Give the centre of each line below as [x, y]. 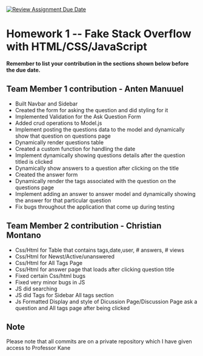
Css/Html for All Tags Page [49, 263]
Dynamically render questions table [59, 142]
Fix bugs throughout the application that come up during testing [95, 207]
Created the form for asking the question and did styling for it [92, 110]
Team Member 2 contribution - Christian [84, 226]
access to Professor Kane [38, 348]
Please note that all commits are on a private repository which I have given [99, 341]
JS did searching [36, 289]
